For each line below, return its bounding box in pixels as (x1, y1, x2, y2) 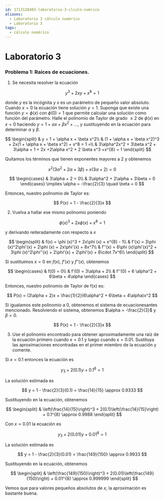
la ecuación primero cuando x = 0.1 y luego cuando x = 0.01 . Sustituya (12, 337, 154, 342)
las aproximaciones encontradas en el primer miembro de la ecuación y (12, 342, 157, 348)
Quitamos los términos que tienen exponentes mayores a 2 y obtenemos (5, 156, 152, 162)
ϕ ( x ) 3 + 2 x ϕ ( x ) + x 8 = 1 (59, 219, 106, 226)
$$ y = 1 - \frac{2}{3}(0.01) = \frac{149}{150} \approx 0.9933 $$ (17, 451, 147, 457)
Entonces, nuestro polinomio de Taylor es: (5, 190, 90, 196)
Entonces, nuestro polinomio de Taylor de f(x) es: (5, 283, 105, 289)
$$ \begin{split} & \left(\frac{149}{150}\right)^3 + (10, 471, 109, 476)
